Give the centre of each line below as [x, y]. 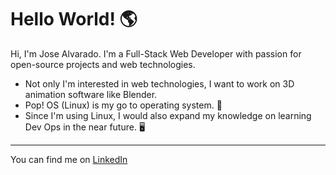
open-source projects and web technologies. [103, 64]
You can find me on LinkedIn [69, 159]
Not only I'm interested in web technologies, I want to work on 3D [159, 83]
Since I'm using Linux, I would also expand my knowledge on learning [168, 115]
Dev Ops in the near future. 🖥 [85, 127]
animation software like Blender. [91, 94]
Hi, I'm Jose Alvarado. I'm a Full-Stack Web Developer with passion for [156, 53]
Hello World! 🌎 [74, 19]
